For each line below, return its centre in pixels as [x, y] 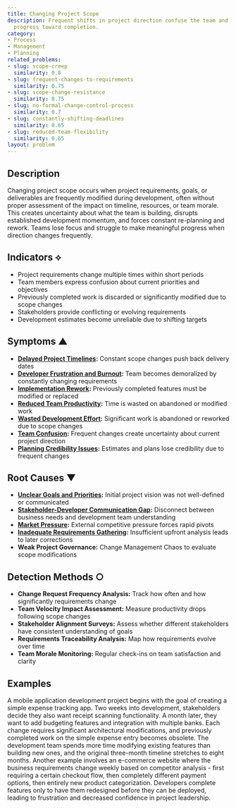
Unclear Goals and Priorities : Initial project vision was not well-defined [121, 495]
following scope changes [54, 617]
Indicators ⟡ [35, 258]
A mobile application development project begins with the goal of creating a [117, 700]
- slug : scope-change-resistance [56, 92]
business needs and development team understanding [97, 517]
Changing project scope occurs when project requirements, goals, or [107, 190]
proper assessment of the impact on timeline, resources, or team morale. [113, 205]
